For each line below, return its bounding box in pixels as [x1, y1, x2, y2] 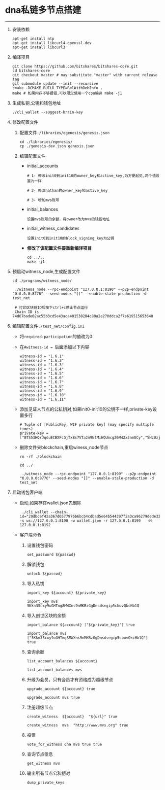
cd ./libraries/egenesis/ [19, 139, 73, 144]
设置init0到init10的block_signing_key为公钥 [27, 236, 114, 240]
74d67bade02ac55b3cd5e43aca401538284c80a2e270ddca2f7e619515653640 [12, 313, 153, 318]
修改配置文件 [12, 119, 38, 125]
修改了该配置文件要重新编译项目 [27, 245, 92, 251]
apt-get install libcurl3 [12, 45, 65, 50]
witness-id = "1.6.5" [19, 371, 64, 376]
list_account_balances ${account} [27, 658, 98, 663]
